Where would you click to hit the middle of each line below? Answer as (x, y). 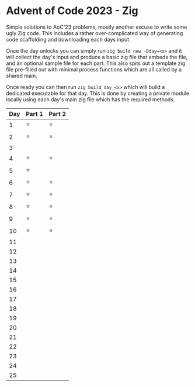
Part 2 (57, 114)
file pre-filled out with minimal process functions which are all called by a (94, 69)
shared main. (22, 76)
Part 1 (34, 114)
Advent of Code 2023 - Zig (72, 11)
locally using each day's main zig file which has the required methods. (90, 99)
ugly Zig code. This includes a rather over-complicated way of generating (95, 33)
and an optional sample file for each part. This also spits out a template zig (96, 63)
